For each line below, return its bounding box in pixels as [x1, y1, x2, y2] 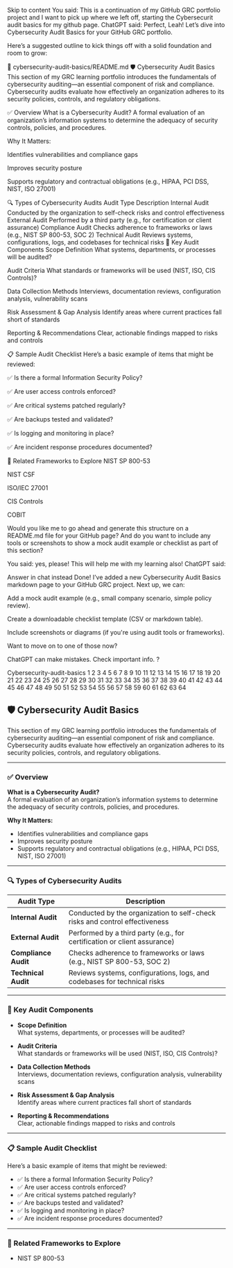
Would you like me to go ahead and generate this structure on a [7, 524, 189, 532]
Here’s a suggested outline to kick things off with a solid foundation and [7, 42, 212, 49]
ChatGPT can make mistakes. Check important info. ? [7, 656, 160, 663]
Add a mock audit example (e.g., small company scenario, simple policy [7, 594, 212, 602]
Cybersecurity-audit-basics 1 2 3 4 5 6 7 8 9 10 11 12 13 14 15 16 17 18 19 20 [7, 669, 221, 676]
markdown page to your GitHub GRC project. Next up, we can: [7, 581, 185, 589]
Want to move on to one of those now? [7, 642, 118, 650]
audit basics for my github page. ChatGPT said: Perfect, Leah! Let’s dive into [7, 21, 225, 28]
